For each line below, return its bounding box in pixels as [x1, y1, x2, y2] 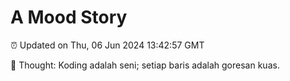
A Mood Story [10, 6, 128, 29]
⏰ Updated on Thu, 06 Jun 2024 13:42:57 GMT [10, 39, 205, 51]
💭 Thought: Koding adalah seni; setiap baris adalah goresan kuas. [10, 59, 280, 71]
